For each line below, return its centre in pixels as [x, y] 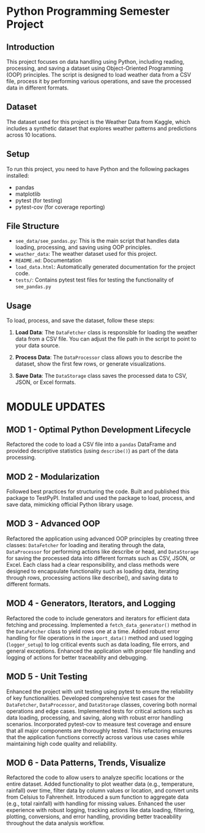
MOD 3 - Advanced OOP [53, 524]
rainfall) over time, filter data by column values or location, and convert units [102, 791]
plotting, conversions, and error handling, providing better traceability [94, 816]
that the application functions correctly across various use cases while [95, 737]
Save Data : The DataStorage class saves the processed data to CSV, [101, 376]
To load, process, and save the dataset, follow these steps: [80, 321]
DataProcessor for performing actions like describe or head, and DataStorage [102, 551]
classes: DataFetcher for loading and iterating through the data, [86, 545]
